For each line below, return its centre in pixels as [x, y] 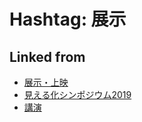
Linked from [47, 56]
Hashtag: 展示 [68, 19]
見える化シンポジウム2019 [77, 94]
